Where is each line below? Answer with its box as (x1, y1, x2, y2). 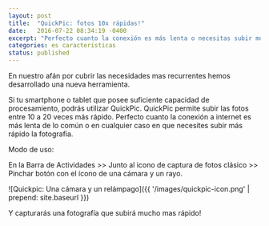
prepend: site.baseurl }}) (8, 193, 90, 202)
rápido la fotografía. (8, 129, 74, 139)
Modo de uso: (8, 145, 54, 154)
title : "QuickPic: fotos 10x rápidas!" (8, 19, 146, 27)
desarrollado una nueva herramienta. (8, 79, 130, 89)
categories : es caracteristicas (8, 42, 116, 50)
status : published (8, 49, 70, 57)
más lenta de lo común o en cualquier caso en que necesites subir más (8, 121, 243, 130)
